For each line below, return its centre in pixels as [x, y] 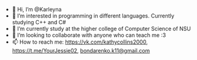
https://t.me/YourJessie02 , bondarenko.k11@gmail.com [81, 51]
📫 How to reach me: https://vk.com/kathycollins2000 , [80, 42]
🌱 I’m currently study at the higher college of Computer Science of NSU [101, 28]
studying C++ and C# [39, 22]
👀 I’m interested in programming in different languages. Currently [93, 16]
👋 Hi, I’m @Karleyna [37, 9]
